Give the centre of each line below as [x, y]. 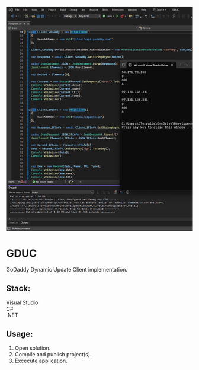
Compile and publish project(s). [53, 355]
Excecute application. [41, 361]
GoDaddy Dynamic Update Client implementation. [67, 270]
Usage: [20, 334]
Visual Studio [22, 302]
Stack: [18, 288]
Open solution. [33, 348]
